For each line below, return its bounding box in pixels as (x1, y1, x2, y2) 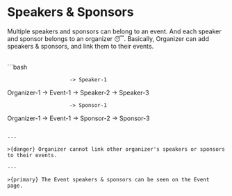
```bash (7, 63, 28, 71)
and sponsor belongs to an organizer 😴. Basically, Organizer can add (7, 34, 210, 42)
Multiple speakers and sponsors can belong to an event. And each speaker (7, 27, 222, 35)
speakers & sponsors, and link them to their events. (7, 42, 154, 50)
